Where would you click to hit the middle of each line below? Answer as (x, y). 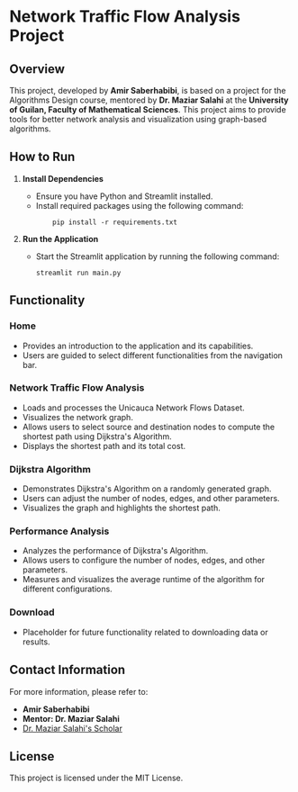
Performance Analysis (59, 531)
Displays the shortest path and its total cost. (104, 445)
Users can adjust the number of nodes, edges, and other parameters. (151, 499)
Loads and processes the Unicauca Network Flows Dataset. (133, 408)
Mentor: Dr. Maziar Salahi (71, 718)
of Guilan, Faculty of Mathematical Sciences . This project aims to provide (148, 109)
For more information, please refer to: (79, 691)
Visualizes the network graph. (77, 417)
